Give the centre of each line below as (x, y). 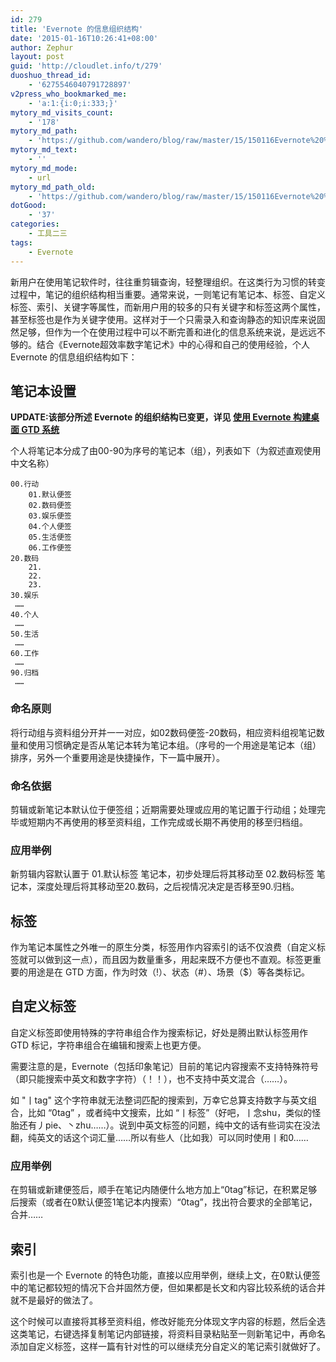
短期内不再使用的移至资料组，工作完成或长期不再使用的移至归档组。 (167, 822)
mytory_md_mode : (44, 168)
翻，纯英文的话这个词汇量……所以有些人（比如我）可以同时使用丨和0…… (159, 1137)
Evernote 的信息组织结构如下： (74, 357)
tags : (21, 242)
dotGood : (28, 206)
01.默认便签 (50, 495)
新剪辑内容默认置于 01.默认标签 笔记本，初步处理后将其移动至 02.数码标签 (162, 874)
